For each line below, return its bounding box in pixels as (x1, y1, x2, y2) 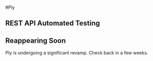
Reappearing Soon (5, 36, 66, 45)
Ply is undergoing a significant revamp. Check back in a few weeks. (5, 50, 148, 56)
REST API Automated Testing (5, 19, 100, 27)
